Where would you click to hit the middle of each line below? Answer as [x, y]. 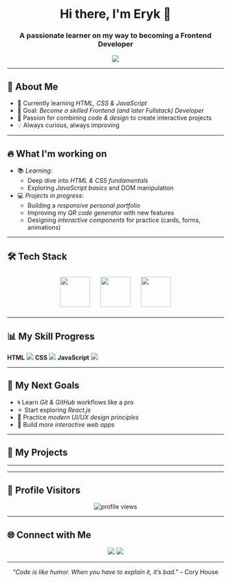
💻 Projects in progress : [50, 196]
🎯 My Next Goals [43, 385]
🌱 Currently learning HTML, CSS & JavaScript [82, 103]
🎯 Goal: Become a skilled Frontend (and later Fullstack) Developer [110, 111]
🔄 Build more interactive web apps [66, 424]
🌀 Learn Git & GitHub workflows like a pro [75, 402]
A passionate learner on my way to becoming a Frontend [115, 36]
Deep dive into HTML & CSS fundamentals [88, 181]
